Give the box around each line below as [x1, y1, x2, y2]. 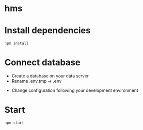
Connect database [4, 57, 80, 68]
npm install [4, 41, 29, 46]
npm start [4, 120, 25, 125]
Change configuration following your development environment [11, 87, 139, 93]
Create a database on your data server [11, 73, 89, 79]
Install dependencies [4, 25, 91, 36]
